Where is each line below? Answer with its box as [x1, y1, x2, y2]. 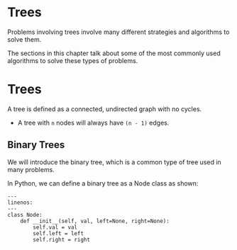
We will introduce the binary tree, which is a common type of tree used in [7, 157, 221, 166]
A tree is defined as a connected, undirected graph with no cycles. [7, 104, 202, 113]
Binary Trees [7, 139, 65, 151]
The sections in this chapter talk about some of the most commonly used [7, 49, 221, 57]
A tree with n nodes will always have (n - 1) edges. [17, 118, 170, 127]
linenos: [7, 199, 33, 206]
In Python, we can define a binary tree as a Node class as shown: [7, 178, 199, 188]
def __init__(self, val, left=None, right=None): [20, 217, 170, 225]
